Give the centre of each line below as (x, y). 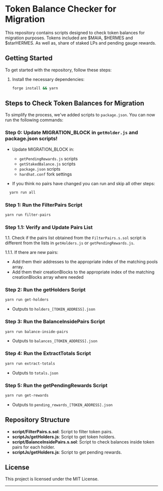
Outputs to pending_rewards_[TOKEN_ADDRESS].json (62, 404)
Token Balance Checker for (61, 9)
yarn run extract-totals (30, 364)
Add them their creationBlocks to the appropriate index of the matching (83, 272)
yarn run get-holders (27, 300)
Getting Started (29, 58)
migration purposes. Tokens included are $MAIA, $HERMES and (69, 38)
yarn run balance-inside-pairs (37, 332)
